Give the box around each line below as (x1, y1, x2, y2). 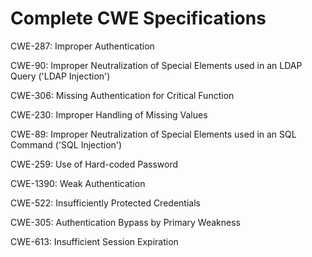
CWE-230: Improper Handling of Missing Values (10, 108, 208, 121)
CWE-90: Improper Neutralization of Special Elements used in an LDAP (10, 59, 303, 71)
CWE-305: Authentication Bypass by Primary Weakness (10, 216, 241, 228)
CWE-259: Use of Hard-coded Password (10, 158, 179, 170)
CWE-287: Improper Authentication (10, 40, 155, 52)
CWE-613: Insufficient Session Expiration (10, 235, 179, 247)
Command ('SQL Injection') (10, 138, 123, 151)
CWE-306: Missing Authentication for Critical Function (10, 89, 235, 101)
